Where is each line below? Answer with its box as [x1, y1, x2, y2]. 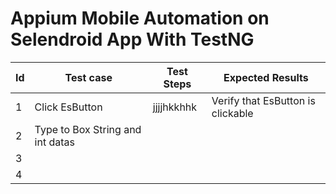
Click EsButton [34, 100, 103, 114]
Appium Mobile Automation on [10, 7, 270, 30]
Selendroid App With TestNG [10, 28, 255, 51]
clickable [211, 106, 254, 120]
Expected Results [223, 70, 309, 84]
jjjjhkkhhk [152, 100, 198, 114]
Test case [64, 70, 113, 84]
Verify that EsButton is [211, 93, 316, 107]
